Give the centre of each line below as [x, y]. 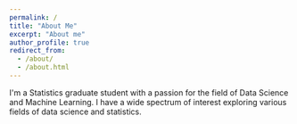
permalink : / [33, 17]
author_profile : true [49, 42]
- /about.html [43, 68]
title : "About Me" [43, 26]
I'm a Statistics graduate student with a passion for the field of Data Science [149, 92]
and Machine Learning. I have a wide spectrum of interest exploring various [148, 102]
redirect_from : [37, 51]
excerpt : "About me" [48, 34]
